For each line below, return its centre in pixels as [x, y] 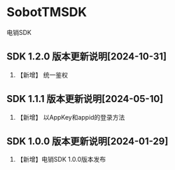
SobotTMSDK [47, 12]
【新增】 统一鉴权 [42, 75]
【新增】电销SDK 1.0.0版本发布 [61, 160]
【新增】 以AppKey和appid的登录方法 [71, 117]
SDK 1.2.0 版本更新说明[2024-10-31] [87, 57]
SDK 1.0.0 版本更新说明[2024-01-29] [87, 141]
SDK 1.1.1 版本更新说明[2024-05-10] [85, 99]
